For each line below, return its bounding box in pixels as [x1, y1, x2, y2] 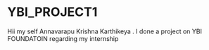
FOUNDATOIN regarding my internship [7, 34, 119, 42]
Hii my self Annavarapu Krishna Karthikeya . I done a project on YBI [7, 27, 203, 35]
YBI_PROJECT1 [7, 4, 98, 20]
